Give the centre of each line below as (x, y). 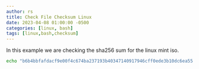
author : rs (20, 11)
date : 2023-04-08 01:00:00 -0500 (48, 22)
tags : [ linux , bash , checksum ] (42, 34)
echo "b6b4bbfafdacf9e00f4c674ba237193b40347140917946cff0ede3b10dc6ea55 (100, 61)
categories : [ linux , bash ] (40, 28)
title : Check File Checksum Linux (49, 17)
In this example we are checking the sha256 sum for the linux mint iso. (93, 50)
